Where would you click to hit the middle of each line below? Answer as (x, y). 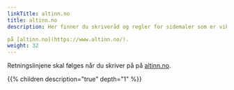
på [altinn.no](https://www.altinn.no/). (68, 39)
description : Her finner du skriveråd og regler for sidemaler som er (112, 27)
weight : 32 (23, 46)
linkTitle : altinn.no (39, 14)
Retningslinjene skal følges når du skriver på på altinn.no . (89, 66)
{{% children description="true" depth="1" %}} (75, 79)
